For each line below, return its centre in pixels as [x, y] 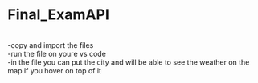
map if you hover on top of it [55, 70]
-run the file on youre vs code [57, 53]
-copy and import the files [51, 45]
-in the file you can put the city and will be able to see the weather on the [129, 62]
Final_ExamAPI [58, 15]
